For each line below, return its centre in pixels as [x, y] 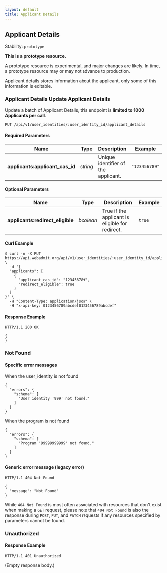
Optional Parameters [27, 189]
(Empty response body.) [30, 565]
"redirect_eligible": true [46, 284]
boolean [88, 220]
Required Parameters [28, 136]
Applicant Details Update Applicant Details [58, 99]
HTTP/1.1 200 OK [22, 327]
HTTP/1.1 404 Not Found [30, 478]
